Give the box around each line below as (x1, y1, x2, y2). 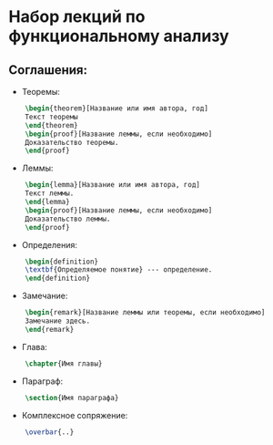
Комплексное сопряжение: (21, 409, 128, 420)
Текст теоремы (25, 112, 78, 121)
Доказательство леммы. (25, 214, 111, 223)
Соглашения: (8, 62, 88, 78)
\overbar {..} (25, 427, 75, 437)
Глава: (21, 341, 47, 352)
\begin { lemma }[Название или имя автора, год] (25, 181, 201, 190)
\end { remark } (25, 325, 75, 334)
